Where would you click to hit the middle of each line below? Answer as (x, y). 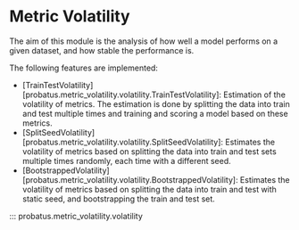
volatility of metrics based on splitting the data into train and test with (149, 189)
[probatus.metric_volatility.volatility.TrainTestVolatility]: (121, 94)
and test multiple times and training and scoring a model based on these (155, 113)
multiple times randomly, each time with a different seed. (126, 160)
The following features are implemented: (84, 68)
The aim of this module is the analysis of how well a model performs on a (144, 41)
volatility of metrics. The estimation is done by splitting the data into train (156, 103)
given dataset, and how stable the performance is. (102, 50)
